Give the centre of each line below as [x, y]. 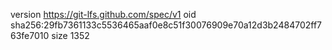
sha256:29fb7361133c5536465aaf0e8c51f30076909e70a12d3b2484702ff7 [166, 25]
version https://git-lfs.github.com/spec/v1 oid [103, 14]
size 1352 [70, 35]
